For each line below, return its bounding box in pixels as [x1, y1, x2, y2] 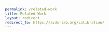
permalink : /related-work [5, 7, 57, 12]
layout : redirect [5, 16, 40, 20]
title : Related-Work [5, 11, 47, 16]
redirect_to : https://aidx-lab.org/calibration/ [5, 20, 105, 25]
